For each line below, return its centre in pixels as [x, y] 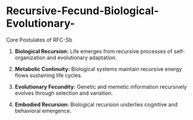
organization [30, 57]
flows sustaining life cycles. [48, 75]
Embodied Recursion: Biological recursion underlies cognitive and [96, 104]
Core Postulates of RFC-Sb [39, 40]
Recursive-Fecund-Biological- [83, 11]
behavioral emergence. [43, 111]
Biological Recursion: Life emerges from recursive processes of [94, 51]
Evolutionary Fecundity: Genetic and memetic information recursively [101, 86]
